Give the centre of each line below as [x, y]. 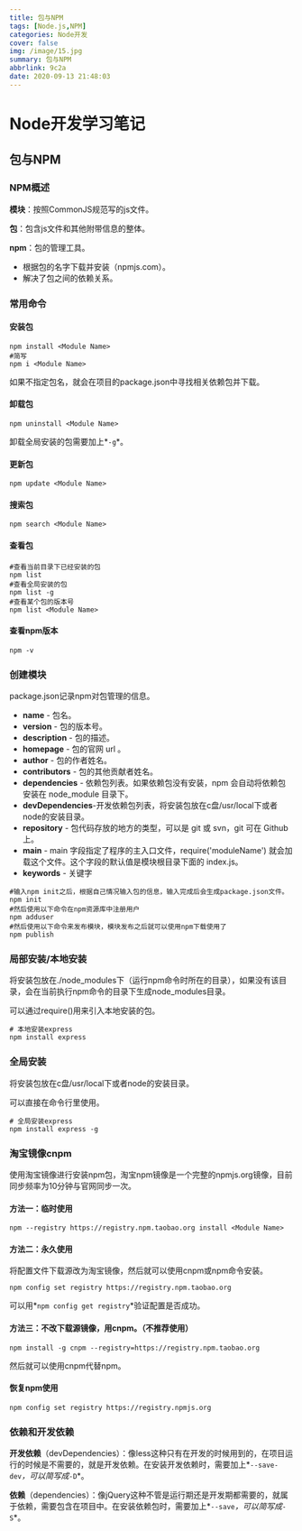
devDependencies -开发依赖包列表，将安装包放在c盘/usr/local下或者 [150, 806]
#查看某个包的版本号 [42, 602]
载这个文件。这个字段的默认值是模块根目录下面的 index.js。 [133, 862]
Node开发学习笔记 [78, 124]
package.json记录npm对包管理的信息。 [82, 696]
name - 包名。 [49, 715]
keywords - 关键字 [57, 873]
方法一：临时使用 [41, 1208]
